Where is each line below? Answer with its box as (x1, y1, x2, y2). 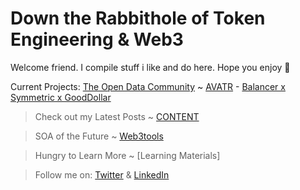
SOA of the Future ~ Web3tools (34, 130, 164, 142)
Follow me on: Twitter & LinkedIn (34, 168, 170, 181)
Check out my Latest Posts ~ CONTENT (34, 110, 200, 122)
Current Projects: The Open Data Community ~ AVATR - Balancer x (10, 80, 286, 92)
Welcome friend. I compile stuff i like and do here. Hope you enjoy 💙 (10, 61, 291, 73)
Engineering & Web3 (10, 28, 184, 51)
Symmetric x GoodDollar (10, 91, 112, 103)
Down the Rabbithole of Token (10, 7, 266, 30)
